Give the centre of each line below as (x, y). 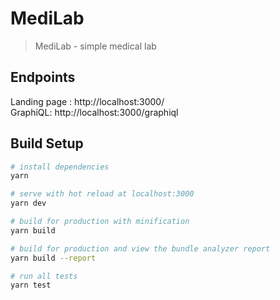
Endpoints (43, 77)
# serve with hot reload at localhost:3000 (102, 194)
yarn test (31, 285)
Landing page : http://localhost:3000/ (87, 101)
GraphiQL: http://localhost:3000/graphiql (94, 112)
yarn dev (28, 203)
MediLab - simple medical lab (95, 46)
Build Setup (47, 143)
